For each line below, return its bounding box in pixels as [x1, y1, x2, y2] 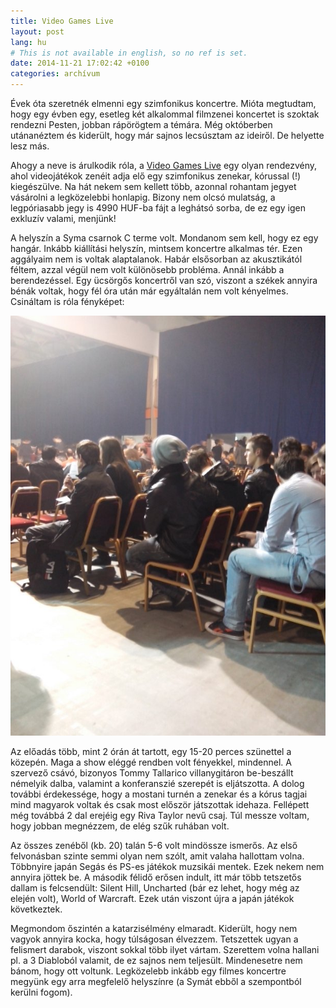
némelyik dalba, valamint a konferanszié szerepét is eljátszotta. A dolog [10, 778, 305, 789]
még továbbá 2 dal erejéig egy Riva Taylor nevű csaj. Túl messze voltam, [10, 810, 310, 821]
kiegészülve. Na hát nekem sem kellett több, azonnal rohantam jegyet [10, 181, 297, 192]
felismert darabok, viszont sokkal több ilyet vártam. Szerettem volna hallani [10, 944, 320, 955]
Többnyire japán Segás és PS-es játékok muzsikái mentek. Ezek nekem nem [10, 861, 325, 872]
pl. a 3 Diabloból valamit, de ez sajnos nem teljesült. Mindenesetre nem [10, 955, 303, 966]
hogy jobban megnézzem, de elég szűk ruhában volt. [10, 820, 230, 832]
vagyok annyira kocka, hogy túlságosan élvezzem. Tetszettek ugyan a [10, 933, 299, 945]
